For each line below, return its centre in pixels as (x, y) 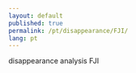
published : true (36, 23)
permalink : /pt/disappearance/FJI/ (68, 30)
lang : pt (23, 38)
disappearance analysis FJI (54, 61)
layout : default (36, 16)
